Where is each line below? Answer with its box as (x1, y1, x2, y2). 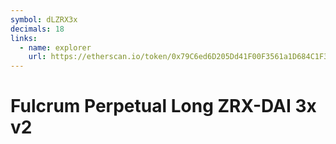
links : (10, 33, 38, 43)
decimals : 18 (10, 24, 65, 34)
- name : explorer (19, 42, 92, 53)
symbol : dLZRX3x (10, 14, 78, 25)
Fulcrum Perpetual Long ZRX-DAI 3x (10, 95, 317, 118)
